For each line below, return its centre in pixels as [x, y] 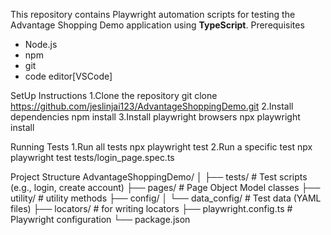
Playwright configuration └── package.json [100, 219]
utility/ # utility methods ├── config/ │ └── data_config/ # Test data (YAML [166, 198]
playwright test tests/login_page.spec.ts [92, 157]
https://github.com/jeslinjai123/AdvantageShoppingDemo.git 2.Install [152, 106]
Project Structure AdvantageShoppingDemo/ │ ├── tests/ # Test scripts [159, 177]
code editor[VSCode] [68, 76]
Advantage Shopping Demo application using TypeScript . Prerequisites [157, 25]
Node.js [41, 44]
